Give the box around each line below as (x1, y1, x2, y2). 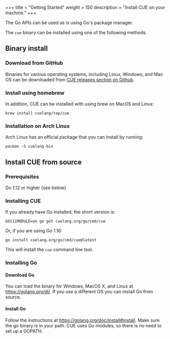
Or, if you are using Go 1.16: (5, 228, 63, 234)
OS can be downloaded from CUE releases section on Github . (5, 76, 135, 83)
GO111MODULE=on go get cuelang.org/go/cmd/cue (5, 219, 106, 224)
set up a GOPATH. (5, 328, 43, 334)
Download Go (5, 272, 35, 278)
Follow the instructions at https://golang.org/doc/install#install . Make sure (5, 317, 160, 323)
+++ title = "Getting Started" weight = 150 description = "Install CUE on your (5, 5, 165, 10)
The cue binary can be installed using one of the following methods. (5, 30, 147, 35)
